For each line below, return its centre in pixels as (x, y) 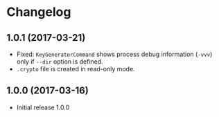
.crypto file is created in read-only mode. (76, 69)
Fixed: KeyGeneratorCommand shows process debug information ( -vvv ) (114, 54)
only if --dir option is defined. (60, 62)
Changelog (39, 12)
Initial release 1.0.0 (43, 107)
